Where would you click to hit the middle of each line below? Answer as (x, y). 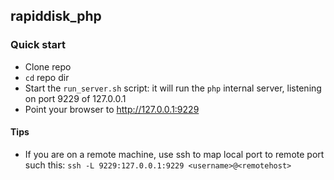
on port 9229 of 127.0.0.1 (75, 98)
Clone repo (48, 66)
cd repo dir (47, 77)
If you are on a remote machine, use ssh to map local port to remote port (174, 154)
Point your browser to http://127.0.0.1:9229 (112, 109)
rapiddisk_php (56, 16)
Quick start (38, 45)
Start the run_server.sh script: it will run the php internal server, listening (173, 88)
